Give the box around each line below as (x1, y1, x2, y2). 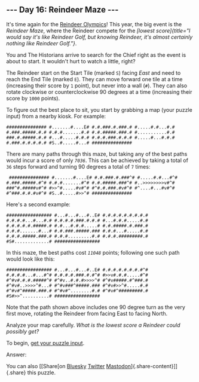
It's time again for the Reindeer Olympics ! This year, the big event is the (6, 20, 182, 27)
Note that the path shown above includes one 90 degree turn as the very (6, 303, 185, 310)
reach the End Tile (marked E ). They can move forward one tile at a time (6, 75, 183, 82)
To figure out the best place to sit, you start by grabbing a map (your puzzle (6, 106, 192, 113)
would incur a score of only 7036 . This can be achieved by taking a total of (6, 157, 188, 164)
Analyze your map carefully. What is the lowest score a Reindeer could (6, 321, 180, 328)
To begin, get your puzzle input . (6, 339, 85, 346)
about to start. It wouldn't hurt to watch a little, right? (6, 57, 136, 65)
